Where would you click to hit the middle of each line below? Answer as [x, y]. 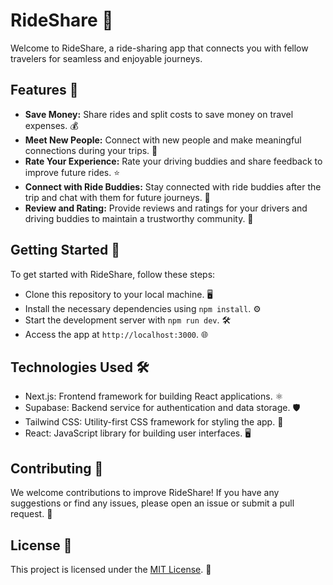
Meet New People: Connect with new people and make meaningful [163, 140]
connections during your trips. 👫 [91, 150]
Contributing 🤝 [57, 468]
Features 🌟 [44, 90]
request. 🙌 [31, 514]
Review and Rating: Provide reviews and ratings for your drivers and [166, 208]
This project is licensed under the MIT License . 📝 [111, 569]
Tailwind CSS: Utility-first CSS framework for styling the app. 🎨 [154, 422]
